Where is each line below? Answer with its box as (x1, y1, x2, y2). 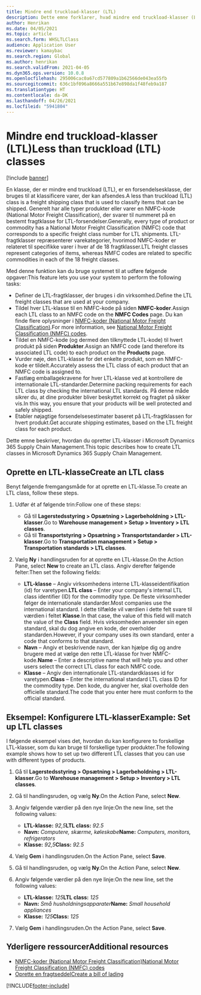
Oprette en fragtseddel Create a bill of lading (14, 970, 124, 978)
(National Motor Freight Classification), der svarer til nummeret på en (6, 211, 176, 219)
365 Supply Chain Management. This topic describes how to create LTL (6, 444, 181, 451)
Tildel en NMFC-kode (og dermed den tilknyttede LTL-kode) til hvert (14, 336, 183, 344)
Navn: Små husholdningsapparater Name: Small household (23, 900, 170, 908)
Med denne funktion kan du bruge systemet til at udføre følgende (6, 268, 167, 275)
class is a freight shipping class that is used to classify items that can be (6, 199, 184, 206)
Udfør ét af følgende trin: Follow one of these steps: (14, 501, 141, 508)
